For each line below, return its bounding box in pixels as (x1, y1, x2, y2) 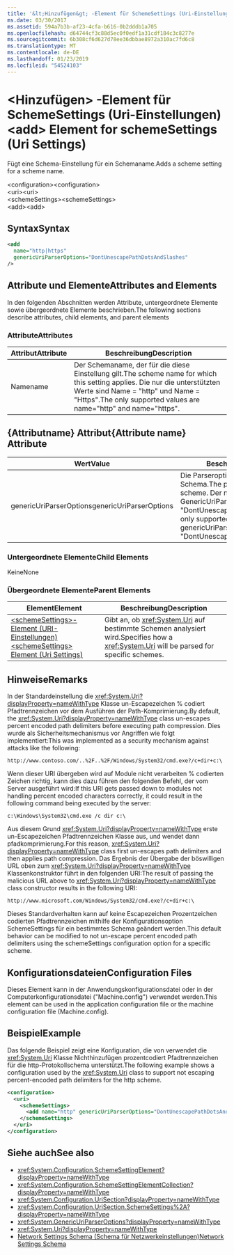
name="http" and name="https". (74, 403, 180, 413)
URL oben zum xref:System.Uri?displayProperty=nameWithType (7, 862, 192, 870)
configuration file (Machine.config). (7, 1007, 109, 1016)
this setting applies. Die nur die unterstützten (74, 377, 221, 387)
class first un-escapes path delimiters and (100, 847, 221, 855)
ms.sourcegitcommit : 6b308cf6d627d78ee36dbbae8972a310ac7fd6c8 (7, 36, 195, 43)
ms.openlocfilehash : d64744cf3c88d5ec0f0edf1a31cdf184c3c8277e (7, 29, 195, 37)
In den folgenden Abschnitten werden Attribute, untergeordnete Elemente (7, 298, 218, 306)
